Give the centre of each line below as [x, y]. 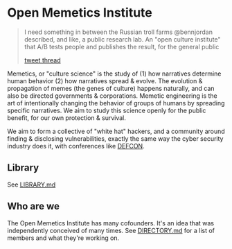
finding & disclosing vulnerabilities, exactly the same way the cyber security [115, 138]
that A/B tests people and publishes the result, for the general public [122, 46]
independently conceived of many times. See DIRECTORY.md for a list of [111, 230]
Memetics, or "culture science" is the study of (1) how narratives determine [114, 74]
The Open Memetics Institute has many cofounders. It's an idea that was [111, 223]
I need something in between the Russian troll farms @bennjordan [118, 32]
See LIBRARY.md [32, 184]
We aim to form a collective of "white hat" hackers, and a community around [116, 131]
